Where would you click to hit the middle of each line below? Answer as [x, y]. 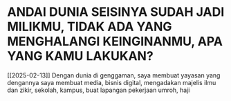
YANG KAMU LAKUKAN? [80, 56]
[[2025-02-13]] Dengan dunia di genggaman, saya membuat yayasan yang [114, 75]
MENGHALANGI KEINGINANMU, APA [115, 42]
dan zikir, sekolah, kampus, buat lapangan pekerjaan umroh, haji [99, 90]
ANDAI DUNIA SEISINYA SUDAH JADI [116, 12]
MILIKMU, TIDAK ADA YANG [90, 27]
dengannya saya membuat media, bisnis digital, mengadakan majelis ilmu [112, 82]
